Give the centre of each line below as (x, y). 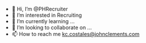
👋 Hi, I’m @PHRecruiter (40, 9)
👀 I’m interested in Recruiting (47, 15)
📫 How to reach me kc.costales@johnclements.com (76, 34)
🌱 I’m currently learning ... (43, 21)
